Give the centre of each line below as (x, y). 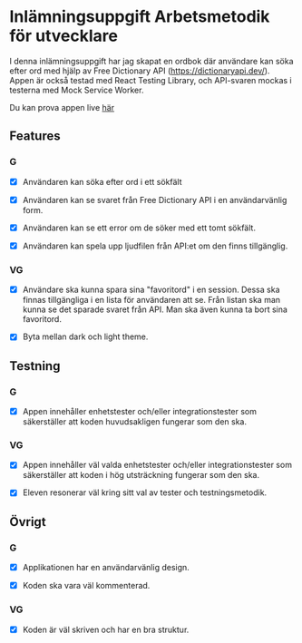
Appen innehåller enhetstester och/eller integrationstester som (139, 411)
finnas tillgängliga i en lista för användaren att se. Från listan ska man (151, 300)
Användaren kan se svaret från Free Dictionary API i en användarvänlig (155, 200)
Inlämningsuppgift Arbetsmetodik (140, 17)
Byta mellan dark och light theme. (85, 336)
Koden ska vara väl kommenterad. (86, 586)
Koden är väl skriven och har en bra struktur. (106, 629)
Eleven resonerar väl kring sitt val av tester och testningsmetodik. (145, 492)
